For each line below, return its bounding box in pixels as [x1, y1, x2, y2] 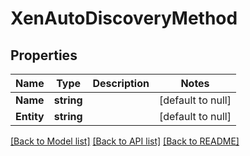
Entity [15, 110, 45, 123]
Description [92, 77, 150, 90]
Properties [10, 47, 78, 64]
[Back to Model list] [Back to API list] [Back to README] [10, 135, 240, 147]
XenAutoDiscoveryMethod [10, 7, 238, 30]
